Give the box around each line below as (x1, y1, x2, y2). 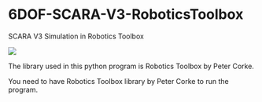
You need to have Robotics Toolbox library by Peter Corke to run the (8, 76, 230, 86)
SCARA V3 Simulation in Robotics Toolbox (8, 31, 144, 41)
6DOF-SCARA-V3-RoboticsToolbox (8, 5, 244, 24)
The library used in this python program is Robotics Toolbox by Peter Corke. (8, 61, 254, 71)
